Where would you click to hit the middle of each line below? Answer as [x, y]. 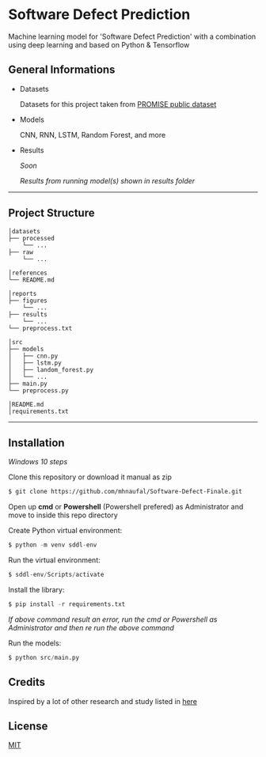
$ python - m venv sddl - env [53, 545]
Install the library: [36, 590]
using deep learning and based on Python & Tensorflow [99, 44]
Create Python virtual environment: [65, 531]
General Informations [62, 70]
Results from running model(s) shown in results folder [107, 180]
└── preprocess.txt [40, 328]
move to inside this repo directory [63, 515]
